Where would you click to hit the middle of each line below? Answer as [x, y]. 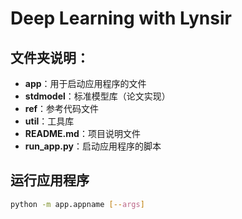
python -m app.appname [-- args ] [77, 204]
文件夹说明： [50, 57]
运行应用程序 [50, 180]
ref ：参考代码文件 [62, 108]
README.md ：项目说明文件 [82, 133]
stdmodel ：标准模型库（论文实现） [97, 96]
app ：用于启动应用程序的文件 [85, 83]
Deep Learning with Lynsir [121, 18]
